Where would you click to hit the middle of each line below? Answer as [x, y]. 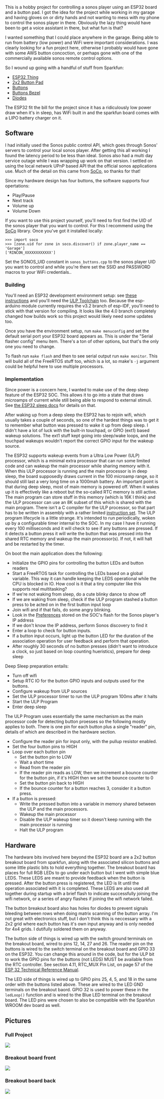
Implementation [24, 379]
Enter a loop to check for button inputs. [52, 631]
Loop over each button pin [39, 752]
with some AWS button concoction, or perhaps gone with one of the [74, 53]
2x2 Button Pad [28, 82]
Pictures [18, 1021]
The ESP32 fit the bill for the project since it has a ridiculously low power [78, 108]
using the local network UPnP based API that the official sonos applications [81, 166]
